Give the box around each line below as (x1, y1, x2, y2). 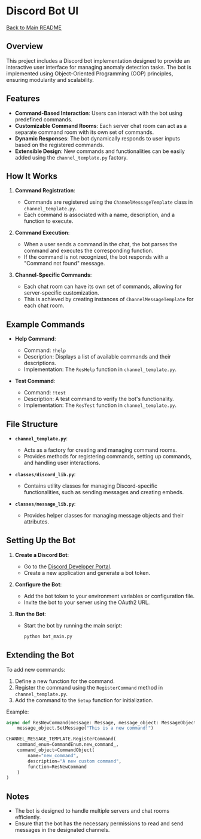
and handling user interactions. (23, 459, 100, 466)
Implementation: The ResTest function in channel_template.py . (23, 402, 177, 409)
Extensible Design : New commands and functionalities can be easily (14, 148, 185, 155)
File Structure (6, 419, 58, 429)
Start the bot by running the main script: (23, 621, 123, 629)
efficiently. (14, 814, 41, 821)
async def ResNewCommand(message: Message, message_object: (6, 719, 160, 725)
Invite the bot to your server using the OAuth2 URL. (23, 599, 150, 606)
